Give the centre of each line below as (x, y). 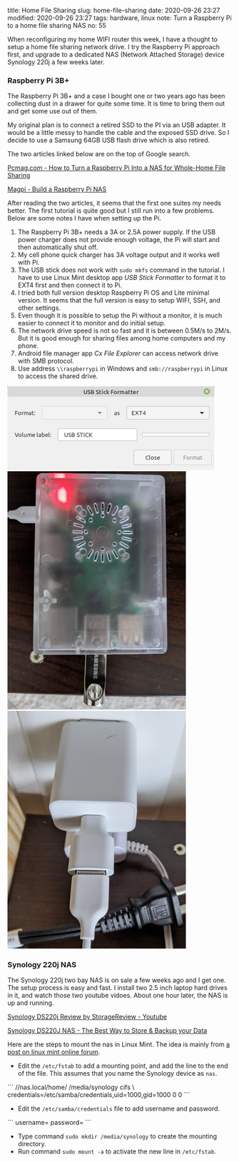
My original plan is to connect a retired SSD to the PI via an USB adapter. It (117, 125)
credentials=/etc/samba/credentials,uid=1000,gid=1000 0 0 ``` (99, 1095)
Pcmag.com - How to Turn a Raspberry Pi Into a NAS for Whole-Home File (117, 168)
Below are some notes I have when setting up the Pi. (85, 218)
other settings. (39, 308)
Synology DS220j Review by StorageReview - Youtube (87, 1017)
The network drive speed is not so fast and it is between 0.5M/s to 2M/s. (124, 330)
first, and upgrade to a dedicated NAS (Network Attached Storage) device (116, 54)
